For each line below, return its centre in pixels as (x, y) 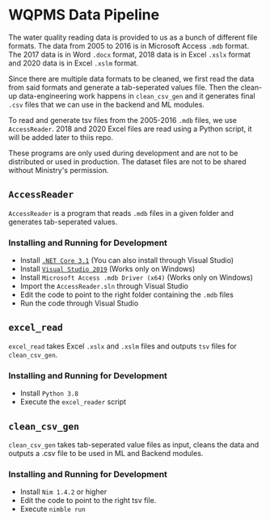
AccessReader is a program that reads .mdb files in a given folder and (121, 213)
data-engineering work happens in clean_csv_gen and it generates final (137, 95)
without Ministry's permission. (59, 170)
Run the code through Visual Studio (79, 303)
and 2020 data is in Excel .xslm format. (74, 63)
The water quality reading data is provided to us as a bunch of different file (133, 37)
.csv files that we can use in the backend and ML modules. (106, 104)
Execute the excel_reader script (73, 402)
